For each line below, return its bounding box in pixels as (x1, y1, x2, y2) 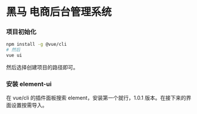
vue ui (6, 52, 22, 59)
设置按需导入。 (11, 102, 48, 109)
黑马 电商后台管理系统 (6, 5, 112, 19)
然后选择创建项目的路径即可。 (6, 64, 78, 71)
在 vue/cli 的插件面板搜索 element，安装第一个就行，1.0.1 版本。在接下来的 (6, 95, 186, 102)
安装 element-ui (6, 80, 52, 88)
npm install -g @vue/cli (6, 42, 67, 48)
